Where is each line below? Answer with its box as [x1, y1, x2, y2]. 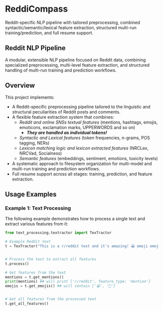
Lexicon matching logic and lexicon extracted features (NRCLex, [19, 145, 149, 151]
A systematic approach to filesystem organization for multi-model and [12, 161, 152, 166]
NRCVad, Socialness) [19, 150, 62, 156]
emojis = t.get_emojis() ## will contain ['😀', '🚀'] [5, 284, 115, 289]
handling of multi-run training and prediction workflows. [5, 67, 117, 73]
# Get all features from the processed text [5, 297, 97, 302]
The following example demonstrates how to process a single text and [5, 216, 146, 222]
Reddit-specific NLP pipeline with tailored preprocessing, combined [5, 19, 141, 25]
